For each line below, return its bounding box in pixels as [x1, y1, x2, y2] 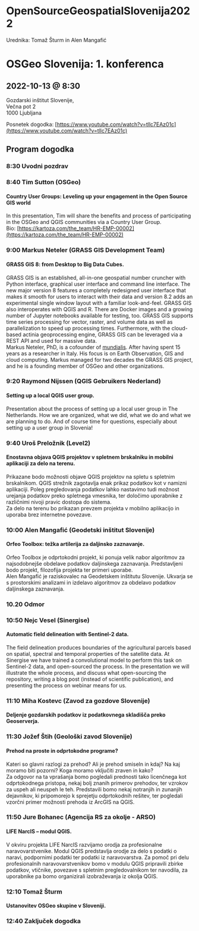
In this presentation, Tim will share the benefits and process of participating [6, 212, 191, 219]
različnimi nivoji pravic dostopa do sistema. [6, 498, 112, 506]
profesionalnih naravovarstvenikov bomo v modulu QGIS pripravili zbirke [6, 860, 184, 867]
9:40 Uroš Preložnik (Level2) [6, 438, 91, 447]
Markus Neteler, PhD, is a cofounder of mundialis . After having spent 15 [6, 343, 181, 351]
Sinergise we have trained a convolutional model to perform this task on [6, 657, 182, 664]
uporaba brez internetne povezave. [6, 511, 92, 518]
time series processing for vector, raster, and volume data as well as [6, 318, 173, 325]
